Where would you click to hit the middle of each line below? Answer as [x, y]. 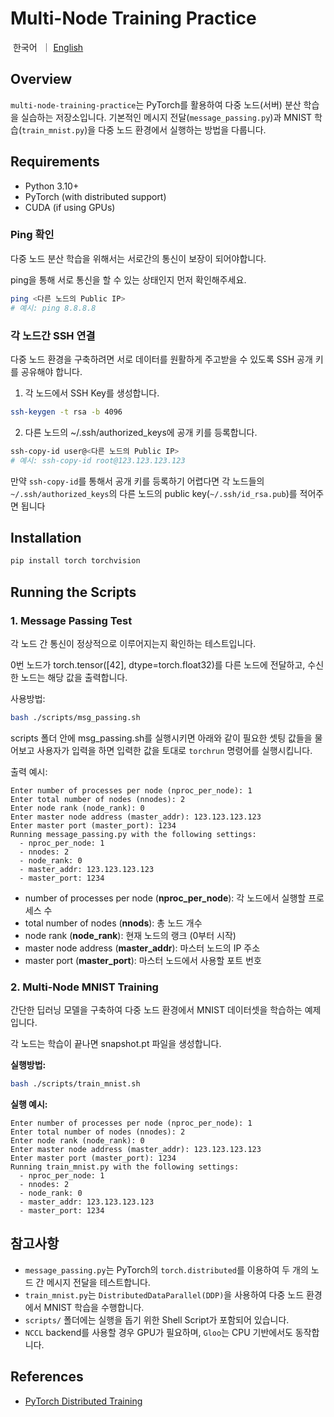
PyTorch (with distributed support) [95, 196]
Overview [41, 79]
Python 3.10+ [52, 186]
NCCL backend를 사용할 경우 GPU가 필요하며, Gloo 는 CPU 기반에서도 [158, 1332]
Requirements [55, 162]
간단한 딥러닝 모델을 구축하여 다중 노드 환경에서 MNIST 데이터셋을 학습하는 [156, 1010]
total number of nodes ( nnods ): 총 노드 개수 [113, 923]
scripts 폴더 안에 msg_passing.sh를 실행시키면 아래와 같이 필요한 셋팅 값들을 [161, 738]
